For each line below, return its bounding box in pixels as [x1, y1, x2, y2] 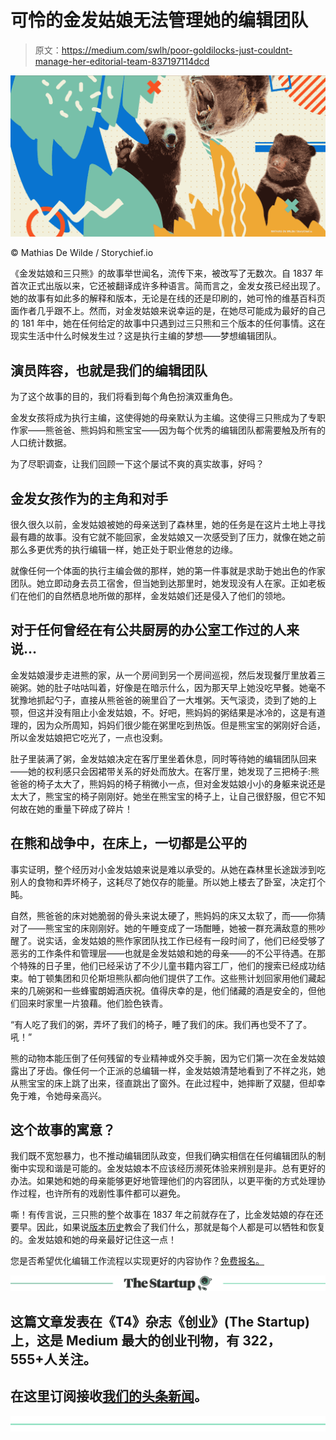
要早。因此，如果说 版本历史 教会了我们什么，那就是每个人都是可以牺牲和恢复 [10, 1221, 326, 1233]
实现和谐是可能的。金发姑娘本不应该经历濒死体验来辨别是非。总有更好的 [27, 1162, 326, 1175]
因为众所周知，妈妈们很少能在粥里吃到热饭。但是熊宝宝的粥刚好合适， [36, 719, 326, 731]
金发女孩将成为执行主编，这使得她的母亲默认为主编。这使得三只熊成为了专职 [10, 412, 326, 424]
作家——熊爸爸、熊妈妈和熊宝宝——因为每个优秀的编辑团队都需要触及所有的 [10, 424, 326, 436]
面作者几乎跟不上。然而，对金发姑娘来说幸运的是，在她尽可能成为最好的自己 [10, 305, 326, 317]
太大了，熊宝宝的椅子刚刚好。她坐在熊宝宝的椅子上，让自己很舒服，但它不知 [10, 790, 326, 802]
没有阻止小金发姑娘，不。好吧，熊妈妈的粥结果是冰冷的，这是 [53, 706, 308, 718]
